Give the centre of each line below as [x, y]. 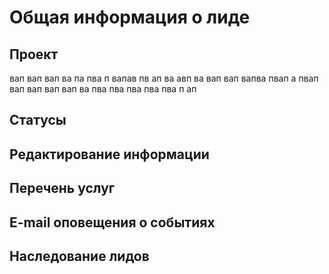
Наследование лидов [79, 256]
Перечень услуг [62, 188]
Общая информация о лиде [130, 17]
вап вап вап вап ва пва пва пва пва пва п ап [103, 89]
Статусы [38, 120]
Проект [34, 54]
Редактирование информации [109, 154]
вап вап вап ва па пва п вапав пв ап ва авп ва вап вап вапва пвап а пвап [164, 78]
